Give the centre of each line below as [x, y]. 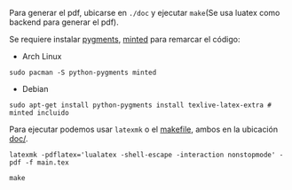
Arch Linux [42, 56]
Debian [35, 89]
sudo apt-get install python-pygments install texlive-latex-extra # [141, 105]
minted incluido [39, 113]
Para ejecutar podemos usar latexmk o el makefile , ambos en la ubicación [143, 129]
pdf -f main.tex [39, 163]
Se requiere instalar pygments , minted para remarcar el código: [125, 39]
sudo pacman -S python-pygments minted [83, 72]
